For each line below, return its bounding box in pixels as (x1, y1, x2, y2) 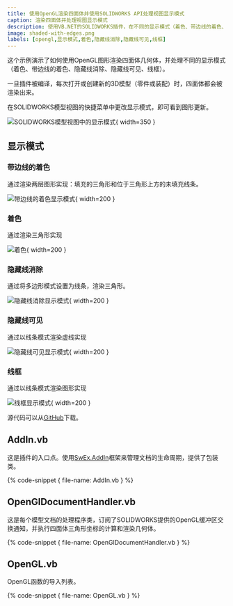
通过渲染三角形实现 (7, 231, 63, 239)
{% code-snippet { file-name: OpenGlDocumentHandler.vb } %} (7, 538, 190, 546)
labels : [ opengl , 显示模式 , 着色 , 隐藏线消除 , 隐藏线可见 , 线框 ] (7, 36, 166, 43)
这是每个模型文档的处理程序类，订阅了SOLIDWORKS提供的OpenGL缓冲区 (7, 516, 218, 524)
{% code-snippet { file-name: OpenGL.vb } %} (7, 591, 140, 600)
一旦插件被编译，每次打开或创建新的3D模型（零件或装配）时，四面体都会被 (7, 79, 223, 88)
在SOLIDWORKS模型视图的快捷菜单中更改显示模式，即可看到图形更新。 (7, 103, 213, 111)
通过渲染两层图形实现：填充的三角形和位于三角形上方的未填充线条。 (7, 180, 202, 188)
